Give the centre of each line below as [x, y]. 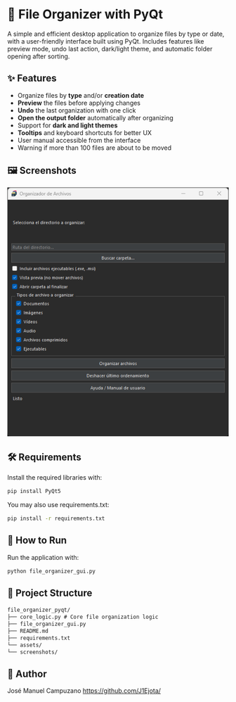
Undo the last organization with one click [77, 110]
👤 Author [27, 674]
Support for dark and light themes [67, 125]
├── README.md [28, 631]
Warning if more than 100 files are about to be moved [94, 148]
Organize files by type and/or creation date [81, 95]
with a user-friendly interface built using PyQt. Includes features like [106, 41]
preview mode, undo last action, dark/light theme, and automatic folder [110, 49]
